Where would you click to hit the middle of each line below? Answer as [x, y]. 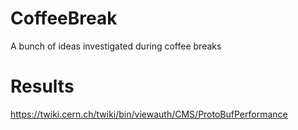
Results [42, 86]
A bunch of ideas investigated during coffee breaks [116, 46]
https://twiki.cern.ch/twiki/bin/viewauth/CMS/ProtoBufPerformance [149, 114]
